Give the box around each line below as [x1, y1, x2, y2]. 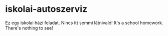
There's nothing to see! [5, 25, 54, 31]
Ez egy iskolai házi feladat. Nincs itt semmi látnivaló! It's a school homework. [5, 20, 163, 26]
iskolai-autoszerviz [5, 3, 88, 15]
